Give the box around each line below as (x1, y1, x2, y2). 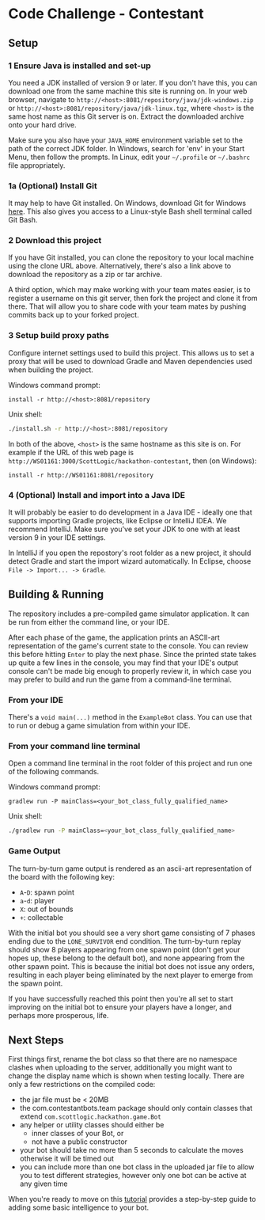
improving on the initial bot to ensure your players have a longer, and (8, 1002, 232, 1012)
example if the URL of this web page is (8, 447, 134, 457)
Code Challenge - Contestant (8, 5, 204, 23)
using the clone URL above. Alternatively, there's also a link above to (8, 261, 232, 271)
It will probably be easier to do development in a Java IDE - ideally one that (8, 507, 252, 517)
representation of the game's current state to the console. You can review (8, 640, 249, 650)
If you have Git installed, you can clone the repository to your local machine (8, 253, 255, 262)
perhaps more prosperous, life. (8, 1010, 109, 1020)
